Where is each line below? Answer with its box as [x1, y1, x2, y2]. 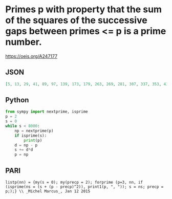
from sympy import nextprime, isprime [5, 109, 88, 115]
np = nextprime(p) [14, 128, 54, 134]
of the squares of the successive [5, 14, 147, 26]
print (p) [24, 138, 42, 143]
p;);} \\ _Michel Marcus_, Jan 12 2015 [5, 189, 91, 194]
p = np [14, 152, 29, 157]
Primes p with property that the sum [5, 4, 162, 15]
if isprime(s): [14, 133, 47, 138]
